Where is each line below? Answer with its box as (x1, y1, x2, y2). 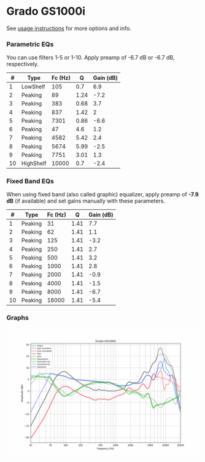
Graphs (6, 314, 29, 322)
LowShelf (21, 83, 45, 90)
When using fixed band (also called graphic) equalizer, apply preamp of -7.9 (6, 191, 199, 198)
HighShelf (21, 160, 47, 167)
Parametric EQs (6, 40, 54, 48)
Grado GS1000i (6, 4, 86, 18)
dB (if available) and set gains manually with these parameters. (6, 198, 166, 205)
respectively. (6, 60, 39, 68)
